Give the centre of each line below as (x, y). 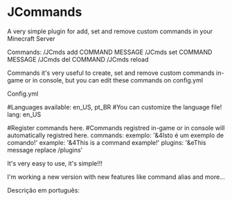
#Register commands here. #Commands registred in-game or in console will (116, 128)
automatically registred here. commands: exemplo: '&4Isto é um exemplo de (116, 135)
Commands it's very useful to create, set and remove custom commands (111, 73)
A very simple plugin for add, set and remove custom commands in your (110, 31)
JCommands (45, 12)
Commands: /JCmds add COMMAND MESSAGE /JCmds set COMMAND (110, 52)
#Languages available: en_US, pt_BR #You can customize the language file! (115, 107)
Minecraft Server (31, 38)
